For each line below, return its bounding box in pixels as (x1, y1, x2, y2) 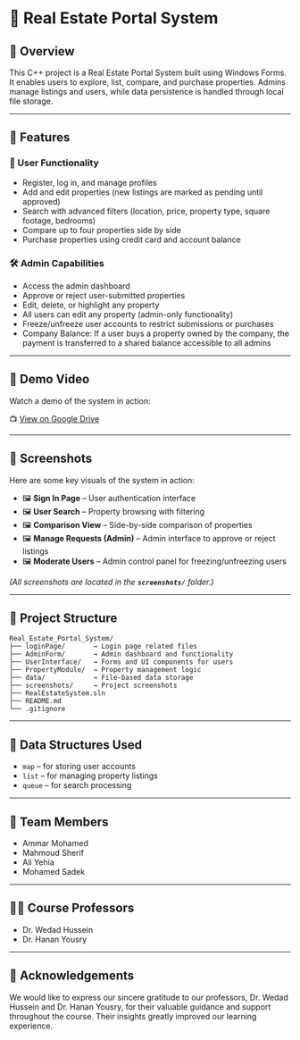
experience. (9, 1020, 54, 1031)
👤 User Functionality (9, 156, 100, 169)
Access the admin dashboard (21, 281, 131, 291)
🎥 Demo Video (9, 372, 90, 387)
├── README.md (9, 697, 62, 706)
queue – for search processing (21, 780, 132, 791)
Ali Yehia (21, 857, 55, 868)
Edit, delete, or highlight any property (21, 299, 160, 310)
